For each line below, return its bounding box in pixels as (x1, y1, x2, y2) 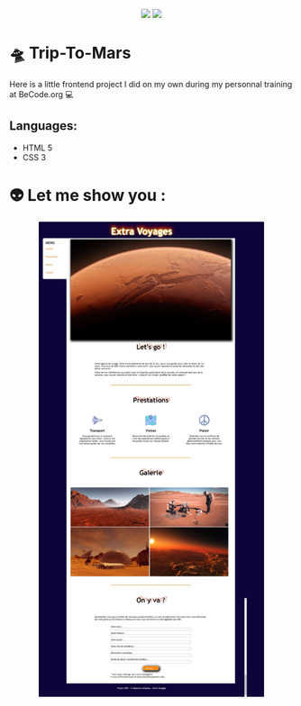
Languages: (9, 118, 78, 134)
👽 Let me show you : (9, 185, 167, 205)
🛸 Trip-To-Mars (9, 43, 132, 63)
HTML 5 (22, 142, 53, 153)
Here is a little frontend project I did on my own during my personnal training (9, 78, 293, 89)
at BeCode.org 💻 (9, 88, 74, 99)
